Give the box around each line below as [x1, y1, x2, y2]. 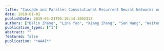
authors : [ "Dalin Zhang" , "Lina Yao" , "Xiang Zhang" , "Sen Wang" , [5, 20, 143, 26]
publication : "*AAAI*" [5, 39, 51, 44]
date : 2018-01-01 [5, 12, 41, 17]
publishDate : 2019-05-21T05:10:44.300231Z [5, 16, 93, 21]
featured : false [5, 34, 38, 39]
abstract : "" [5, 30, 32, 34]
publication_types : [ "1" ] [5, 25, 58, 30]
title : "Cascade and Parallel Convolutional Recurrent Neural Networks [5, 7, 154, 12]
